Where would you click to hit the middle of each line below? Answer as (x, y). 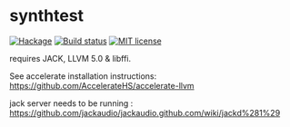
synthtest (47, 16)
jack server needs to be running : (71, 103)
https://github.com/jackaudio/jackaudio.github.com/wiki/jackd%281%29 (145, 112)
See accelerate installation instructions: (83, 76)
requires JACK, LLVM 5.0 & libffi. (70, 58)
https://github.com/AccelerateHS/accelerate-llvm (102, 85)
